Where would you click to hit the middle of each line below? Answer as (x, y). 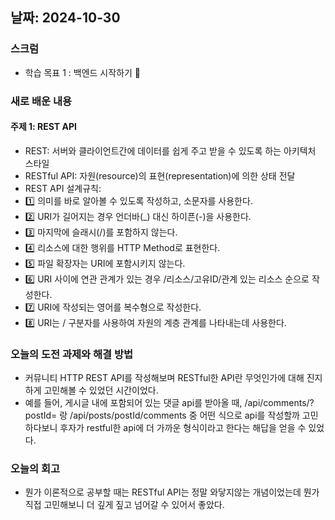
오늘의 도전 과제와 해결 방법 (72, 354)
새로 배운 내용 (41, 101)
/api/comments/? (279, 403)
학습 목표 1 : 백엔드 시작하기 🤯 (83, 72)
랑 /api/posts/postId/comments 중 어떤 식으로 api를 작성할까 (179, 415)
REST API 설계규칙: (63, 188)
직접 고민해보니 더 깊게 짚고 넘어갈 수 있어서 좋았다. (124, 505)
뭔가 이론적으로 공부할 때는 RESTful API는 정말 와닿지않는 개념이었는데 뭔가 (172, 492)
